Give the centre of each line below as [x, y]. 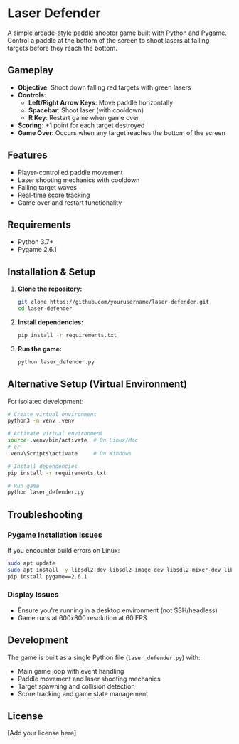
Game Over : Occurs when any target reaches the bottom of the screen [122, 132]
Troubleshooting [45, 515]
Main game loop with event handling [71, 671]
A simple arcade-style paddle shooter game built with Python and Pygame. [117, 33]
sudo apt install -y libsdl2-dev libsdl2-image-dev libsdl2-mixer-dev [114, 570]
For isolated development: [46, 401]
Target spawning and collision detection [76, 686]
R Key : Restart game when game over [84, 117]
